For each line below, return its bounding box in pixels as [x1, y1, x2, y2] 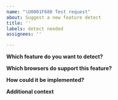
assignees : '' [6, 31, 42, 37]
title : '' [6, 20, 31, 26]
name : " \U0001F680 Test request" [6, 8, 91, 15]
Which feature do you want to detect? [6, 53, 103, 60]
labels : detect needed [6, 25, 64, 32]
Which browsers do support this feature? [6, 64, 112, 72]
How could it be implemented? [6, 77, 85, 84]
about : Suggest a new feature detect [6, 14, 102, 20]
